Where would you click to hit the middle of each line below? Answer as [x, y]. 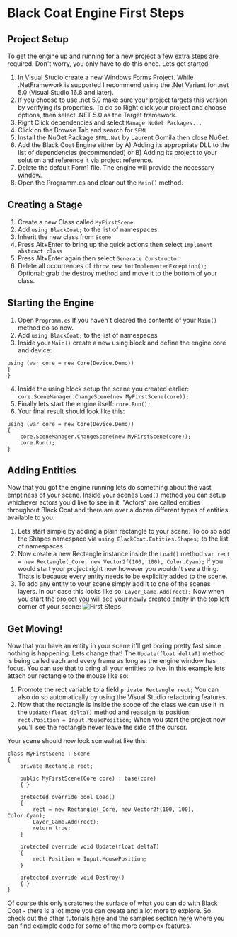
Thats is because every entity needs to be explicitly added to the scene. [122, 576]
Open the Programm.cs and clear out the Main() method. [100, 183]
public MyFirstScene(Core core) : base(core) [88, 779]
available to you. [31, 517]
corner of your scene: [49, 607]
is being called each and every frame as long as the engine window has [112, 661]
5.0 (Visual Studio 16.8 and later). [66, 92]
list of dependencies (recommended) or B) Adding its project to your [117, 153]
